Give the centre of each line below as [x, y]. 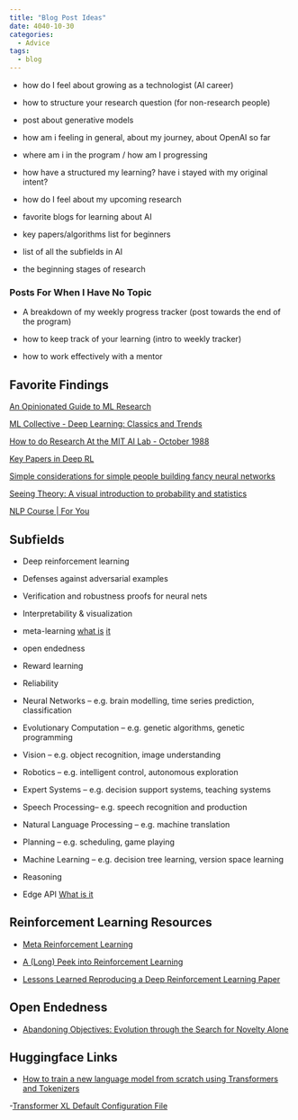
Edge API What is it [58, 894]
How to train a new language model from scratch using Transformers [150, 1079]
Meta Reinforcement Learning [77, 944]
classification [47, 710]
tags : [19, 51]
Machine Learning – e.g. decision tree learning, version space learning [153, 859]
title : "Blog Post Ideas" [58, 18]
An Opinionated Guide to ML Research [80, 407]
